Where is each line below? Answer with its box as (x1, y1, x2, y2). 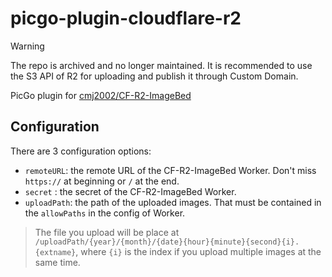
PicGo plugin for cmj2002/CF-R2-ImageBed (10, 89, 192, 101)
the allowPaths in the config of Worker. (24, 207, 186, 219)
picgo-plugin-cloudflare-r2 (10, 7, 242, 30)
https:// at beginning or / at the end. (24, 175, 180, 187)
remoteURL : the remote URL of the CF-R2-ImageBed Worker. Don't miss (24, 164, 317, 176)
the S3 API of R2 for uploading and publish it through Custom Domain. (10, 70, 299, 82)
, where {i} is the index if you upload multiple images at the (75, 245, 322, 257)
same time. (34, 256, 81, 268)
